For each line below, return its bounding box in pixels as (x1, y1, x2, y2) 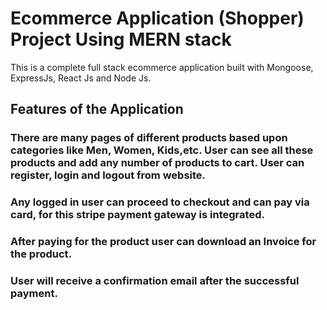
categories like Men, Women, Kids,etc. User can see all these (10, 143, 314, 157)
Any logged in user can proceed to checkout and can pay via (10, 195, 310, 209)
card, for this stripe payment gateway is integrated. (10, 208, 265, 222)
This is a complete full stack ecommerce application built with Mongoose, (10, 61, 314, 73)
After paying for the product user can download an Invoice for (10, 235, 317, 249)
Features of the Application (10, 101, 184, 118)
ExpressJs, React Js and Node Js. (10, 72, 152, 84)
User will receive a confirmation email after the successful (10, 274, 300, 288)
